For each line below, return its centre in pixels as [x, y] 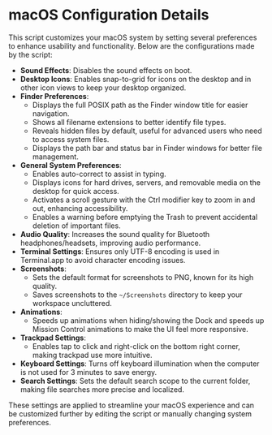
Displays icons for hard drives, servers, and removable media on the [147, 182]
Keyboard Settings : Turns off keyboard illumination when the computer [140, 364]
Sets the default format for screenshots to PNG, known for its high [143, 277]
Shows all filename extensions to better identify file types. [129, 122]
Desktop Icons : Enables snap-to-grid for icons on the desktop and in [136, 79]
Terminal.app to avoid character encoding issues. [103, 260]
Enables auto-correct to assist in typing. [99, 174]
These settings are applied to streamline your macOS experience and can [131, 405]
